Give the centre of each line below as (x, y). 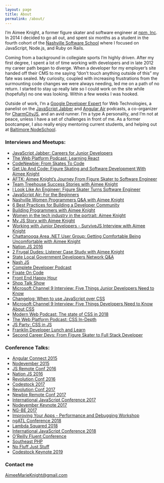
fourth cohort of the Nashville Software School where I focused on (72, 43)
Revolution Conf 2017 (34, 389)
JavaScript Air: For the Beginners (46, 194)
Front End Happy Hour (35, 277)
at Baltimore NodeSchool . (31, 130)
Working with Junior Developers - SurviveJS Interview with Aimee (79, 226)
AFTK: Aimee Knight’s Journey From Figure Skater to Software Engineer (85, 179)
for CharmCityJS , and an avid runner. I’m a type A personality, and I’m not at (82, 114)
